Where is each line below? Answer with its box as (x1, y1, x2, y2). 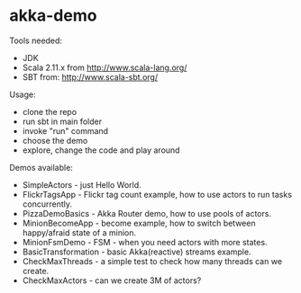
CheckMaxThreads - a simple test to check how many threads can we (22, 255, 282, 266)
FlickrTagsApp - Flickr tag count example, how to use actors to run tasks (22, 189, 293, 200)
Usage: (9, 89, 36, 100)
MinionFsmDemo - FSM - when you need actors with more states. (22, 236, 268, 247)
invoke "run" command (22, 125, 109, 136)
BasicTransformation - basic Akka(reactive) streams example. (22, 246, 251, 257)
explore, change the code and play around (22, 145, 180, 155)
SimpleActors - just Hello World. (22, 179, 141, 190)
